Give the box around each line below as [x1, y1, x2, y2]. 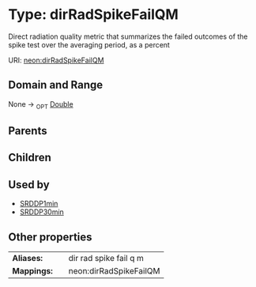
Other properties [8, 230, 92, 244]
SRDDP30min [19, 207, 65, 217]
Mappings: [12, 265, 54, 276]
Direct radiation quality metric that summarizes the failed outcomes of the [8, 32, 248, 41]
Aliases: [12, 252, 43, 263]
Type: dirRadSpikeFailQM [8, 6, 179, 24]
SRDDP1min [19, 199, 58, 209]
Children [8, 151, 51, 164]
